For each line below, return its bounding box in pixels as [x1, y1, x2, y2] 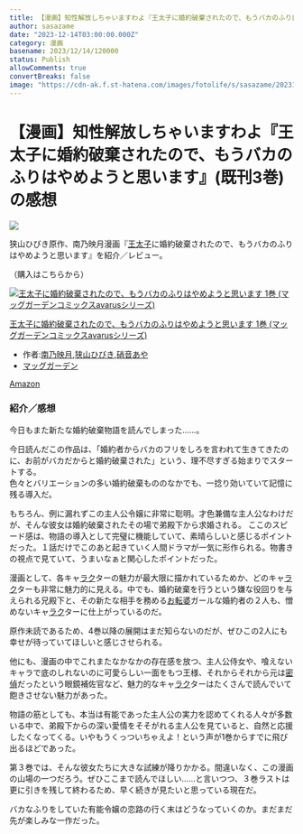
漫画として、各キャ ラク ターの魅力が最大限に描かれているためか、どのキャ [9, 572, 285, 583]
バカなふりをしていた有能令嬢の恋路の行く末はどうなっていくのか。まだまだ [9, 803, 293, 814]
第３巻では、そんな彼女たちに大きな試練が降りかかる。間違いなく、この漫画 [9, 762, 294, 773]
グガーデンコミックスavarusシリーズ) [9, 329, 148, 340]
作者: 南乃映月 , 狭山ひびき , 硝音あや [22, 348, 149, 359]
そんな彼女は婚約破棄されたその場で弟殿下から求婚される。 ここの [24, 519, 272, 530]
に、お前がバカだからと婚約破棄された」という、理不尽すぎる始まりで [9, 455, 271, 466]
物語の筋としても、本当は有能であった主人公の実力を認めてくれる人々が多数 [9, 709, 293, 719]
